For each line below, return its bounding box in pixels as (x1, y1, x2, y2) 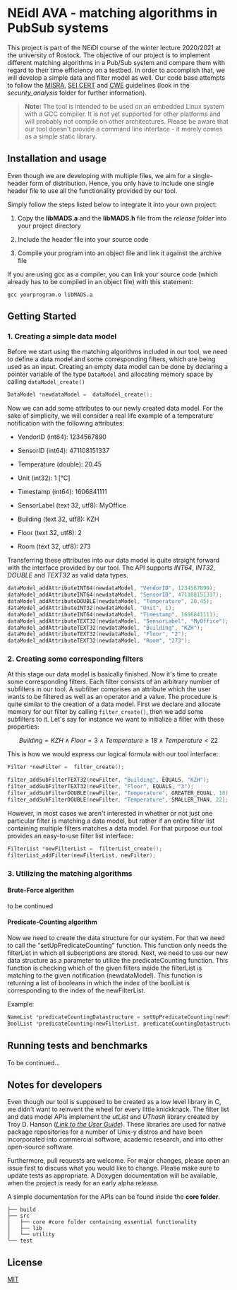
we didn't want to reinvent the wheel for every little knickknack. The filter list (7, 1105, 229, 1114)
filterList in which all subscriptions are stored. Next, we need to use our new (7, 949, 229, 957)
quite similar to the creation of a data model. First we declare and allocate (7, 700, 221, 708)
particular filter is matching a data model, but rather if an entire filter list (7, 816, 215, 825)
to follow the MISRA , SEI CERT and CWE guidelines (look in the (7, 81, 190, 89)
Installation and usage (7, 153, 107, 165)
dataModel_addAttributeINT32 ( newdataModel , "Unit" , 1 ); (7, 604, 175, 611)
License (7, 1256, 43, 1268)
